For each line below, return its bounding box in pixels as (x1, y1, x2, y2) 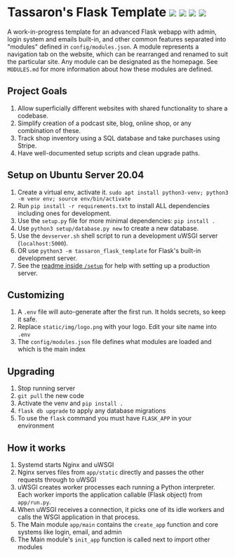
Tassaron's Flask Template (7, 4, 167, 20)
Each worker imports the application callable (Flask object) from (17, 490, 203, 499)
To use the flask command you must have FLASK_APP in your (17, 414, 192, 423)
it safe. (17, 315, 37, 324)
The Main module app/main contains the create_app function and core (17, 520, 219, 528)
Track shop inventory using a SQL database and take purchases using (17, 134, 220, 142)
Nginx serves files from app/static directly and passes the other (17, 468, 205, 476)
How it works (7, 442, 66, 454)
